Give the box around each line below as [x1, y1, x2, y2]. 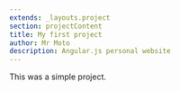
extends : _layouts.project [9, 13, 111, 23]
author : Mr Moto [9, 38, 70, 48]
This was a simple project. [9, 71, 106, 82]
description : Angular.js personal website [9, 47, 171, 56]
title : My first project [9, 30, 103, 39]
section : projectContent [9, 22, 103, 31]
